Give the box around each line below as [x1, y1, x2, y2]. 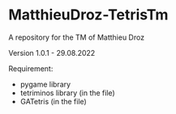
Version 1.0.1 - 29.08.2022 [8, 48, 96, 57]
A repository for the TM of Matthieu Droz [8, 32, 144, 42]
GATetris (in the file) [19, 96, 87, 106]
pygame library [19, 79, 71, 89]
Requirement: [8, 63, 54, 74]
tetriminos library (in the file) [19, 87, 115, 98]
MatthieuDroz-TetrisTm [8, 6, 169, 24]
